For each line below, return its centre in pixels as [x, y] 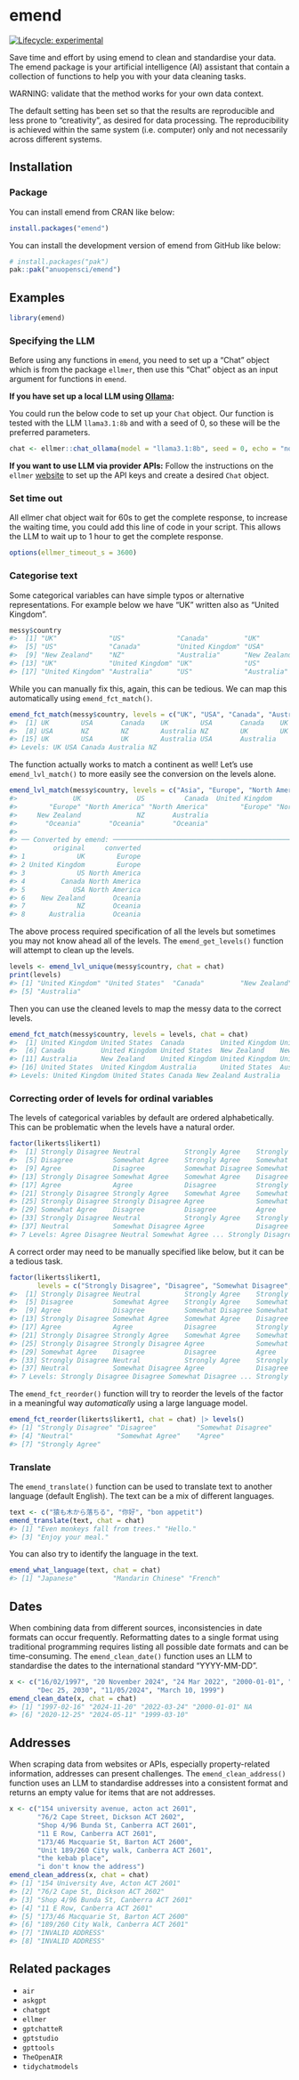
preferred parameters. [50, 433]
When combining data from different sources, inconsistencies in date [136, 1627]
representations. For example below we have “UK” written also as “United [144, 604]
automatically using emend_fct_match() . [81, 698]
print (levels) [36, 975]
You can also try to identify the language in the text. [104, 1554]
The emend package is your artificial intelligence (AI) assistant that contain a [149, 67]
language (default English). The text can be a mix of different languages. [142, 1495]
